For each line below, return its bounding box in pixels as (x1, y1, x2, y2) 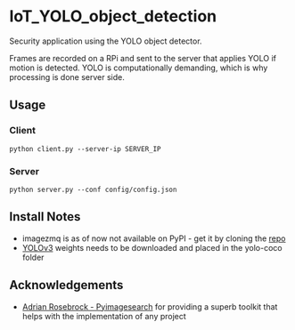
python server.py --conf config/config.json (9, 185, 177, 194)
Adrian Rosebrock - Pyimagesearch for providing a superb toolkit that (21, 301, 278, 312)
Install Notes (9, 209, 81, 224)
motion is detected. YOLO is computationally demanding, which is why (9, 62, 268, 73)
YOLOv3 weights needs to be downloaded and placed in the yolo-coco (21, 242, 283, 253)
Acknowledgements (9, 278, 124, 293)
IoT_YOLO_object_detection (9, 6, 217, 27)
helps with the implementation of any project (21, 310, 187, 321)
